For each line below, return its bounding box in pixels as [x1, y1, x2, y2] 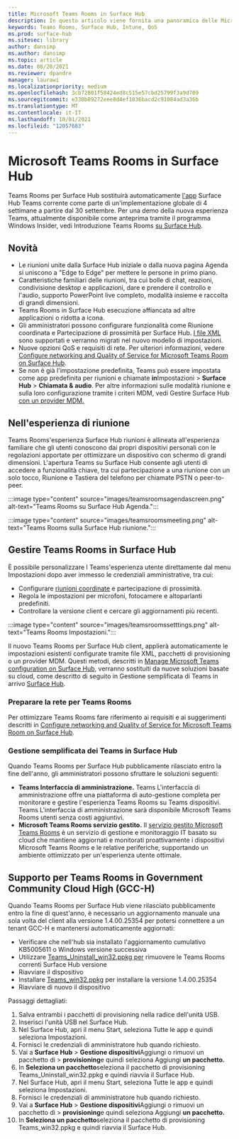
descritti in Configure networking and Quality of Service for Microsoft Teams [8, 721, 232, 729]
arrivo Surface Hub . [8, 679, 66, 688]
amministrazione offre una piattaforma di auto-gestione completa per [18, 791, 221, 799]
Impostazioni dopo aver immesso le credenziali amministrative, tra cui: [8, 570, 213, 578]
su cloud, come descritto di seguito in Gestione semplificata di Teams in [8, 671, 218, 680]
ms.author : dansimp [8, 50, 66, 57]
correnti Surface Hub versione [18, 960, 107, 969]
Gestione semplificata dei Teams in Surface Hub [8, 746, 178, 756]
